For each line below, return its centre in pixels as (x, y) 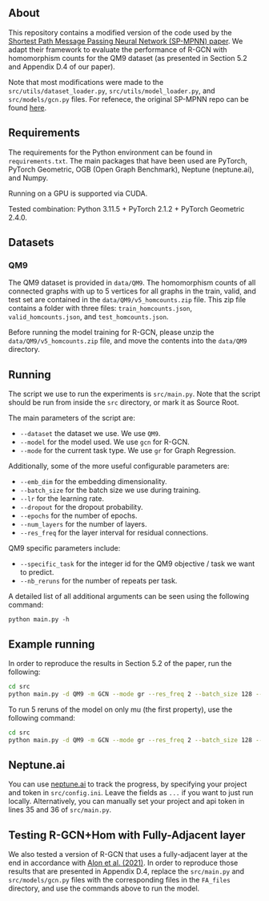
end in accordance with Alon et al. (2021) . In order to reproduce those (123, 863)
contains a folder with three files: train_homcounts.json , (100, 309)
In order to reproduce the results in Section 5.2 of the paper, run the (120, 663)
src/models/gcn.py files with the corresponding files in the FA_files (119, 880)
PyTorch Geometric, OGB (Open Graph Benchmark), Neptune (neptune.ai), (131, 169)
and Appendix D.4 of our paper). (62, 67)
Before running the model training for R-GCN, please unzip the (111, 333)
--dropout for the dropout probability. (81, 507)
